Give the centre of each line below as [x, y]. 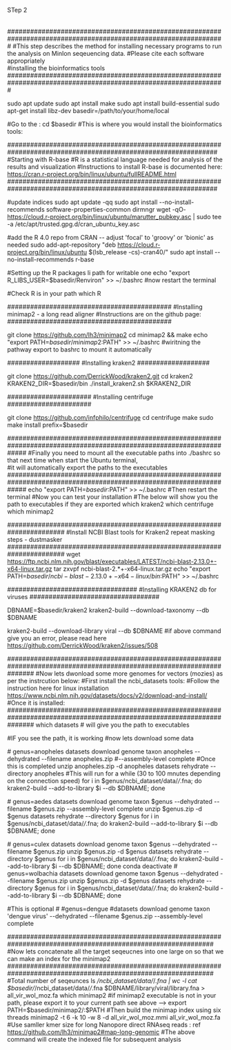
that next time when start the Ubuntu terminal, [72, 460]
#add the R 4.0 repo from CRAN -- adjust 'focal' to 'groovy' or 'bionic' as [110, 237]
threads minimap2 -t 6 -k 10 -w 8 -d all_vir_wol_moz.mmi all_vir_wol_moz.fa [114, 1017]
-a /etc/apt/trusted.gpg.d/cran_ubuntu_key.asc [73, 224]
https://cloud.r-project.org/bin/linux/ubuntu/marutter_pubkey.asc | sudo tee [114, 216]
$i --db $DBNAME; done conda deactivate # [114, 866]
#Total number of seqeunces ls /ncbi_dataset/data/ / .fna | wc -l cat [102, 980]
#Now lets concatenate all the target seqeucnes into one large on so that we [115, 951]
